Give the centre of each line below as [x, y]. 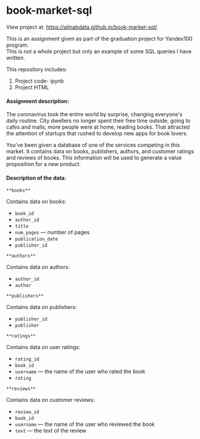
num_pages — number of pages [52, 232]
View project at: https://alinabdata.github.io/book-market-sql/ [82, 27]
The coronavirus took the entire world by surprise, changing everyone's [94, 114]
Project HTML [32, 87]
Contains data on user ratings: [43, 347]
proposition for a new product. [44, 164]
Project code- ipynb [39, 81]
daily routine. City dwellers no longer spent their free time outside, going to [99, 121]
